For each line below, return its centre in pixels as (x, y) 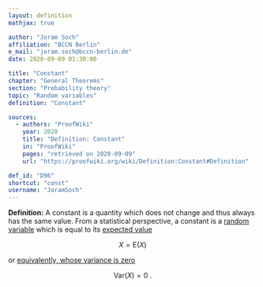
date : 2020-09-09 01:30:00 (53, 59)
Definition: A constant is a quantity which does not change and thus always (131, 213)
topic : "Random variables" (53, 96)
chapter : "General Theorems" (56, 81)
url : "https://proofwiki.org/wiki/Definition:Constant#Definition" (135, 161)
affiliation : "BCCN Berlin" (54, 44)
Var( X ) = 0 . (133, 276)
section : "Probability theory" (60, 88)
